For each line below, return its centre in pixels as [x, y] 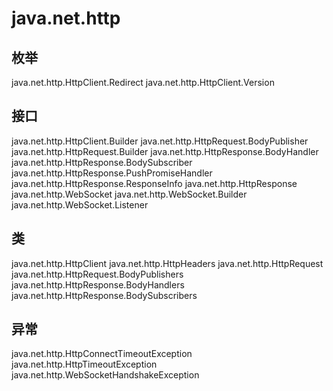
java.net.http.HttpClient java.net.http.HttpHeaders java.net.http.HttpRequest [167, 263]
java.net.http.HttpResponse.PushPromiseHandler [112, 173]
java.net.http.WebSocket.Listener [80, 204]
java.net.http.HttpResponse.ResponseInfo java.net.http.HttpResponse [154, 183]
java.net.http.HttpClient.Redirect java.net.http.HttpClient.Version [143, 82]
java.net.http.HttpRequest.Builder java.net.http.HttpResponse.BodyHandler [165, 151]
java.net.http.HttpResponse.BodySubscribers [104, 295]
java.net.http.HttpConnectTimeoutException [102, 354]
